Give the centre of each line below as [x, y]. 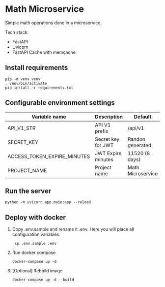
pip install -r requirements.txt [39, 88]
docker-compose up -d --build [43, 280]
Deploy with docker [36, 217]
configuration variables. [36, 234]
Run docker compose [34, 253]
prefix [102, 131]
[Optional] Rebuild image [37, 271]
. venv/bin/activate [26, 83]
